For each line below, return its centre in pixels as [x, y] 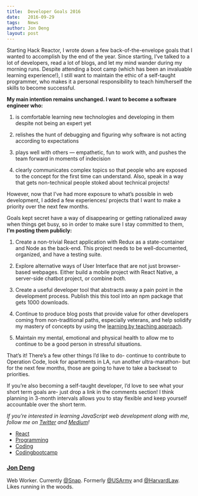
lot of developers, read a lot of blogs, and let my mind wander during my [94, 63]
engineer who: [25, 106]
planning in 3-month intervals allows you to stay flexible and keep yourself [97, 398]
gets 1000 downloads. [42, 303]
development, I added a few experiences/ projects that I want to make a [94, 201]
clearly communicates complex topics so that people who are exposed [101, 170]
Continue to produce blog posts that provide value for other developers [102, 314]
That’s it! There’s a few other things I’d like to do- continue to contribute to [96, 356]
